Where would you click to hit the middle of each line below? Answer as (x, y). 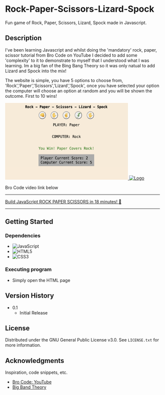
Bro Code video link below (32, 187)
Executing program (28, 270)
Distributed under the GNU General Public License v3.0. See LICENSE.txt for (82, 340)
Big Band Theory (29, 387)
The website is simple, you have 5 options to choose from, (64, 80)
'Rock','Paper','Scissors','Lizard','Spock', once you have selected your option (82, 85)
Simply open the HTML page (41, 280)
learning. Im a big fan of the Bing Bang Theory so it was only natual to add (80, 65)
